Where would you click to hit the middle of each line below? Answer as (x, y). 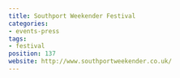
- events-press (34, 31)
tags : (17, 39)
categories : (28, 24)
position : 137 (32, 54)
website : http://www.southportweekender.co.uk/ (90, 62)
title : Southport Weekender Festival (72, 16)
